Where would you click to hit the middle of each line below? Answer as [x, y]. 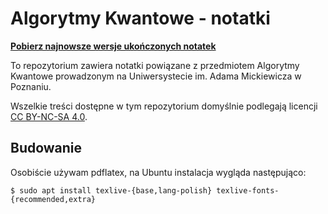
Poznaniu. [31, 86]
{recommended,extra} [53, 199]
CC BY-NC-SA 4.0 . [49, 116]
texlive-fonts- [248, 190]
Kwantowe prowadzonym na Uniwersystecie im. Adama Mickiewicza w [156, 76]
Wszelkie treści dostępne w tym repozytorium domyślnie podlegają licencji [164, 106]
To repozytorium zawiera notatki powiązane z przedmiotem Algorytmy [155, 65]
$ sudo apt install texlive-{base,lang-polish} [111, 190]
